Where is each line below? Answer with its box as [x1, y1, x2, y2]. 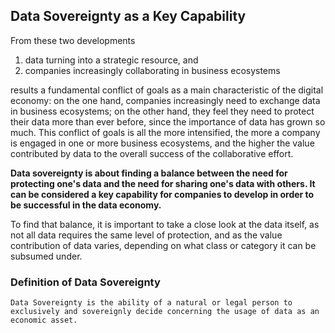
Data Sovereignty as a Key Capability [10, 8, 247, 25]
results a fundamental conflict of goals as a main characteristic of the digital [10, 84, 324, 96]
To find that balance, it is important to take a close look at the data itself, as [10, 218, 320, 230]
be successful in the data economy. [10, 199, 162, 211]
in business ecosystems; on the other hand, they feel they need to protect [10, 105, 315, 117]
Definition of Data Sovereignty [10, 275, 161, 289]
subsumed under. [10, 250, 83, 262]
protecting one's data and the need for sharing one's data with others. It [10, 177, 316, 189]
